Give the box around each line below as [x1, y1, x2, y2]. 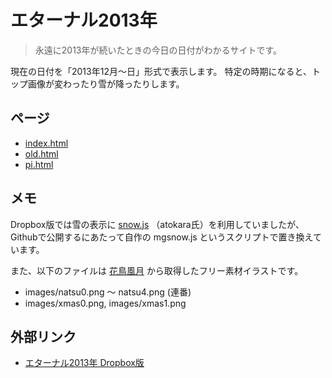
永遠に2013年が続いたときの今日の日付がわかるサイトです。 [34, 44, 283, 56]
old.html [24, 147, 59, 160]
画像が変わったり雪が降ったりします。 [27, 77, 185, 90]
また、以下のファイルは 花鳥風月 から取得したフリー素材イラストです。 [10, 264, 304, 276]
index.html [24, 137, 69, 149]
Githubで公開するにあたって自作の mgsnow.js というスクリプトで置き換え [10, 231, 313, 243]
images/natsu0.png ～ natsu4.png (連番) [24, 286, 192, 298]
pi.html [24, 158, 54, 170]
